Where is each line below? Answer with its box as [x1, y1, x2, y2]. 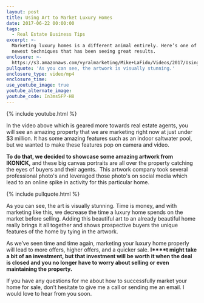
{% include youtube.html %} [6, 110, 77, 117]
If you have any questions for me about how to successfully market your [6, 277, 187, 284]
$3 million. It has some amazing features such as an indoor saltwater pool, [6, 135, 192, 142]
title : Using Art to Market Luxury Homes [6, 15, 113, 21]
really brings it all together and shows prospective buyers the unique [6, 221, 178, 228]
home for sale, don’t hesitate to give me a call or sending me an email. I [6, 283, 185, 291]
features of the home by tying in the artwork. [6, 228, 118, 235]
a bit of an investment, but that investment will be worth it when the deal [6, 252, 192, 259]
